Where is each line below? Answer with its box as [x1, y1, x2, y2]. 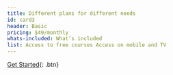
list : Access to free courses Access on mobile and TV [7, 42, 167, 48]
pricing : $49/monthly [7, 29, 69, 36]
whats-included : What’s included [7, 35, 103, 42]
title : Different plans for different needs [7, 10, 136, 17]
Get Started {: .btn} [7, 61, 59, 68]
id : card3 [7, 16, 36, 23]
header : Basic [7, 22, 48, 29]
